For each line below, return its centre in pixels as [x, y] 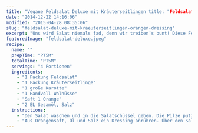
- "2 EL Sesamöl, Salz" [46, 104]
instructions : [29, 110]
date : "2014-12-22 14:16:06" [42, 17]
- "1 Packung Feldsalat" [47, 77]
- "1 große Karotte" [42, 88]
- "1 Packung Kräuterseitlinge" [56, 83]
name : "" [22, 50]
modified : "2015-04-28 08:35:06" [47, 22]
